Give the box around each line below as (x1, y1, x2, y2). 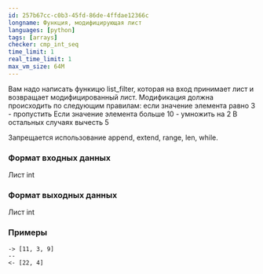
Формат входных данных (8, 152, 111, 163)
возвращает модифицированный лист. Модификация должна (8, 92, 214, 102)
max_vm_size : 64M (8, 63, 65, 71)
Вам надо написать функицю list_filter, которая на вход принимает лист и (8, 84, 254, 93)
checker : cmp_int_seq (8, 41, 79, 49)
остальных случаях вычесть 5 (8, 117, 110, 126)
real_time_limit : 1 (8, 56, 72, 64)
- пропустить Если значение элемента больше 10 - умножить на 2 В (8, 109, 238, 119)
